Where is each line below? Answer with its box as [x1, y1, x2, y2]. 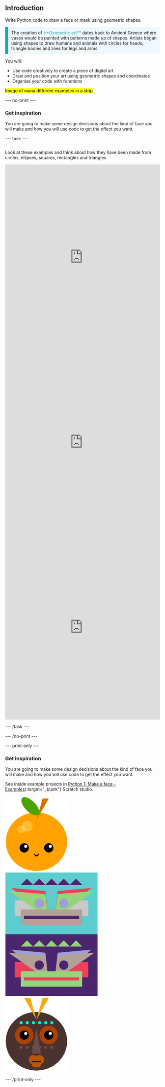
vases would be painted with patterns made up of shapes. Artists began [11, 35, 157, 41]
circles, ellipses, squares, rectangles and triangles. [5, 155, 108, 161]
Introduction [5, 4, 44, 12]
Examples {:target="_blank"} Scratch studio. [5, 787, 93, 792]
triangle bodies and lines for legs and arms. [11, 45, 99, 51]
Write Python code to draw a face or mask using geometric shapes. [5, 17, 141, 23]
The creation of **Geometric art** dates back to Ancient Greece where [11, 30, 157, 36]
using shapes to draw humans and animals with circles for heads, [11, 40, 144, 46]
